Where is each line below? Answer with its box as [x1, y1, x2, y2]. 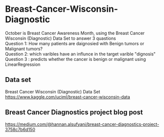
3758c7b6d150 [5, 126, 35, 132]
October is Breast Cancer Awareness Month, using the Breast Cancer [5, 30, 145, 36]
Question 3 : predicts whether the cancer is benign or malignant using [5, 56, 146, 62]
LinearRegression [5, 61, 41, 67]
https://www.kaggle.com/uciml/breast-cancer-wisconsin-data [5, 94, 131, 100]
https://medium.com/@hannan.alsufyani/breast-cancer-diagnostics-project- [5, 121, 160, 127]
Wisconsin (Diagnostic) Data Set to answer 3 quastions [5, 35, 116, 41]
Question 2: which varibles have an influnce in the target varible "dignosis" [5, 51, 156, 57]
